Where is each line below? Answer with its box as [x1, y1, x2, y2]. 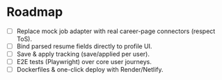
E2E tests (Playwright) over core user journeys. [16, 58, 152, 66]
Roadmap [6, 4, 63, 20]
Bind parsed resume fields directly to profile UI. [16, 42, 152, 50]
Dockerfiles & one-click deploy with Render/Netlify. [16, 66, 164, 74]
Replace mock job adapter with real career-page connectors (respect [16, 27, 216, 35]
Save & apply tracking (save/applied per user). [16, 50, 150, 59]
